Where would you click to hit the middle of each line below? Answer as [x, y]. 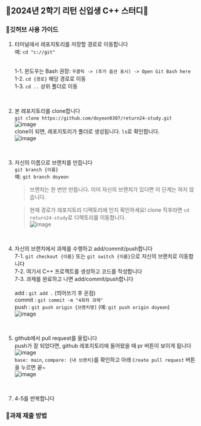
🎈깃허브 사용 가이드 [32, 30]
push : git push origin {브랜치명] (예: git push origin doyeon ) [92, 307]
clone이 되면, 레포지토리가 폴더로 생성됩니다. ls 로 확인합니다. [87, 131]
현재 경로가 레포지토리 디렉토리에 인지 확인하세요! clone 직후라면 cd [109, 210]
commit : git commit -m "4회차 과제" [59, 300]
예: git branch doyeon [41, 176]
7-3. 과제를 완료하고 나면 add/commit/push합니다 [74, 279]
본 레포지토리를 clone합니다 [47, 110]
